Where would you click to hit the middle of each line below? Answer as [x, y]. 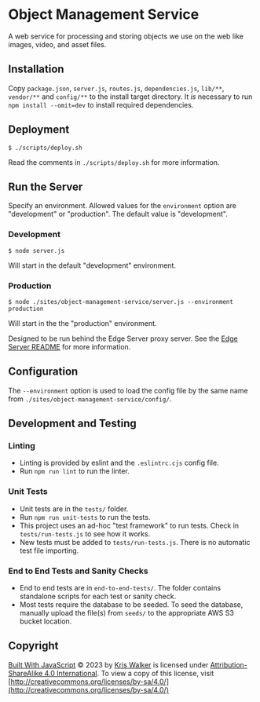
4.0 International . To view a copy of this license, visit [129, 673]
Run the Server [46, 186]
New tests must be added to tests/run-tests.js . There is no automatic [135, 542]
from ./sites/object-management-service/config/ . [90, 399]
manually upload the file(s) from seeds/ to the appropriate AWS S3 [126, 613]
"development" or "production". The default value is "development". [118, 214]
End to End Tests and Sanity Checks [78, 571]
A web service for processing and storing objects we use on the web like [126, 36]
